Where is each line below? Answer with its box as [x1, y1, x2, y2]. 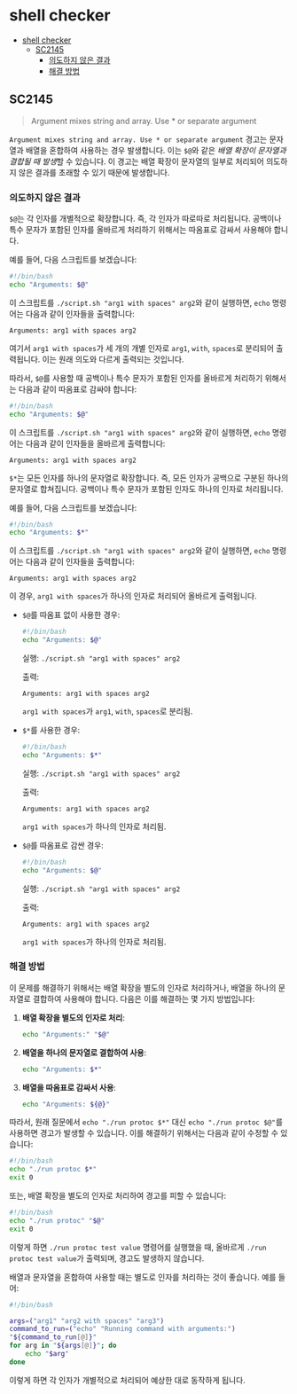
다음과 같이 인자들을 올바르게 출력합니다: [25, 438, 166, 449]
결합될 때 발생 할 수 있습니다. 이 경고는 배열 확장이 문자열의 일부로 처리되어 [9, 156, 264, 167]
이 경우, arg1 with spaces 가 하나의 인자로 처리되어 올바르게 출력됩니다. [9, 591, 257, 601]
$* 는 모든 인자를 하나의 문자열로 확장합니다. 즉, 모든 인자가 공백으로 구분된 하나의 [9, 472, 289, 483]
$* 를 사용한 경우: [21, 724, 81, 736]
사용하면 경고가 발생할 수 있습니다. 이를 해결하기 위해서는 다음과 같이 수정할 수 [9, 1128, 279, 1139]
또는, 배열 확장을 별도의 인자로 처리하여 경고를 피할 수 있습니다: [9, 1190, 227, 1202]
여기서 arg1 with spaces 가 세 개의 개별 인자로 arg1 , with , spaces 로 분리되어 [9, 342, 275, 353]
